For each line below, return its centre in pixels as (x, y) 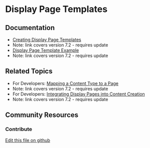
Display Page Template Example (46, 50)
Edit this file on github (28, 140)
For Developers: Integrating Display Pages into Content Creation (79, 94)
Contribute (19, 129)
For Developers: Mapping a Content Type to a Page (65, 83)
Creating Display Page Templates (47, 39)
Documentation (30, 28)
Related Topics (29, 71)
